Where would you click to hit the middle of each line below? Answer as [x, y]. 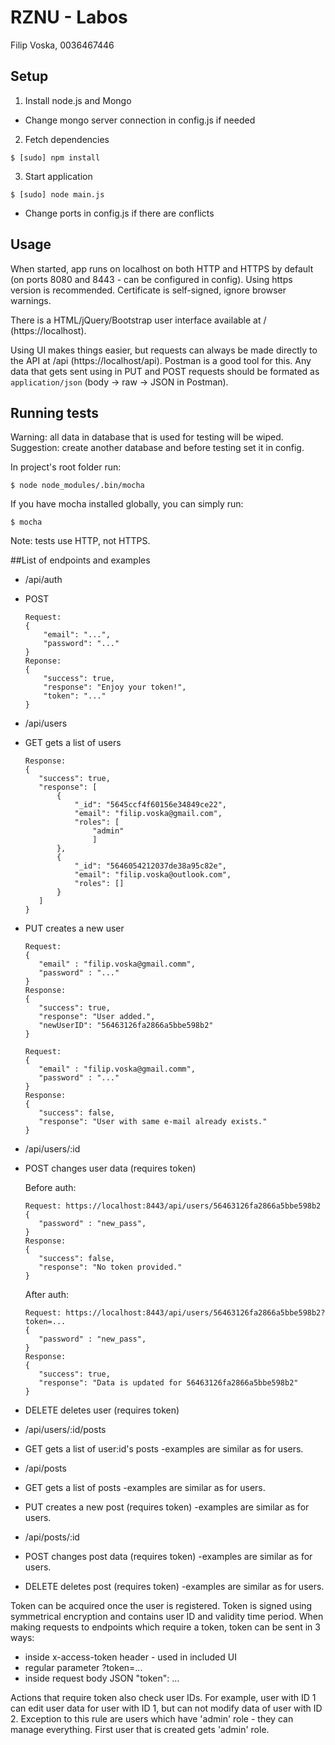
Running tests [55, 412]
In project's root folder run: [66, 467]
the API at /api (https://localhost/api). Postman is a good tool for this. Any [161, 360]
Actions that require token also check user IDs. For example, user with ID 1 [163, 1698]
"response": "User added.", [97, 1017]
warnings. [31, 300]
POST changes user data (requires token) [110, 1168]
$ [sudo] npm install [55, 157]
